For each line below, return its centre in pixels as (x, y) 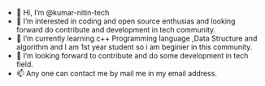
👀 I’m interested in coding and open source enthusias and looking (126, 21)
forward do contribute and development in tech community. (116, 30)
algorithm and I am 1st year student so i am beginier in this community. (134, 47)
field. (25, 64)
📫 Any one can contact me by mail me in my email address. (117, 73)
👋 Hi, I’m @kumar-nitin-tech (63, 13)
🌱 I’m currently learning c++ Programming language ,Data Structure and (137, 38)
